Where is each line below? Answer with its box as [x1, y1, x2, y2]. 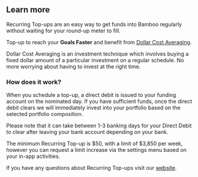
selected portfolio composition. [6, 111, 83, 118]
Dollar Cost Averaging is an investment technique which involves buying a [6, 50, 189, 57]
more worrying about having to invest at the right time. [6, 63, 141, 70]
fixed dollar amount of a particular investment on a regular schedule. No [6, 56, 184, 63]
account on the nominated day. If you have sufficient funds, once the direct [6, 98, 192, 105]
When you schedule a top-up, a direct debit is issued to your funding [6, 91, 176, 99]
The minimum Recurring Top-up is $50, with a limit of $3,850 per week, [6, 140, 183, 147]
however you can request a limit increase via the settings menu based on [6, 147, 187, 154]
